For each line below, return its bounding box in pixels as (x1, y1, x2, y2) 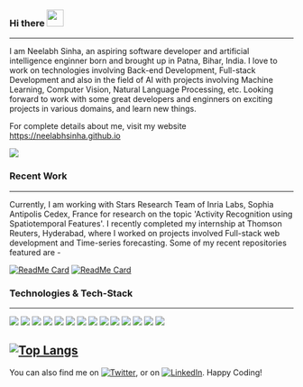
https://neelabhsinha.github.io (9, 131, 121, 142)
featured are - (9, 246, 61, 257)
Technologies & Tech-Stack (9, 287, 133, 299)
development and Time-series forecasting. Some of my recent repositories (9, 237, 287, 248)
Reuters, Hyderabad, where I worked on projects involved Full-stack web (9, 227, 280, 238)
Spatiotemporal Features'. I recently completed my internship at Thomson (9, 217, 282, 229)
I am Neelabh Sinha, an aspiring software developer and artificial (9, 46, 250, 57)
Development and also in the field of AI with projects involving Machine (9, 75, 273, 86)
